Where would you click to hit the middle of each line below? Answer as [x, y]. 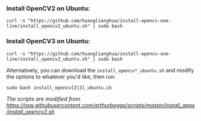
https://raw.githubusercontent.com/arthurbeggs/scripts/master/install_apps [101, 105]
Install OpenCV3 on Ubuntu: [48, 42]
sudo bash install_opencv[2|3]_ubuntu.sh [59, 88]
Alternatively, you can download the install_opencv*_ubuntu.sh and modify [100, 70]
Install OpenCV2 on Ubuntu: [48, 8]
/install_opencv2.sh [30, 111]
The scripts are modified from [43, 99]
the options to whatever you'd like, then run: [61, 76]
